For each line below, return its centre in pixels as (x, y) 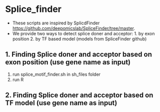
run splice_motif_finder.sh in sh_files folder (56, 74)
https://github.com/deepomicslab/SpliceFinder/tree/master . (74, 28)
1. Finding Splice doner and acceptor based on (79, 55)
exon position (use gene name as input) (68, 62)
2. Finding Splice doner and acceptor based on (79, 95)
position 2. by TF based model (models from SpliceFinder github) (79, 39)
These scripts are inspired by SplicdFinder (56, 23)
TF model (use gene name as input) (61, 103)
